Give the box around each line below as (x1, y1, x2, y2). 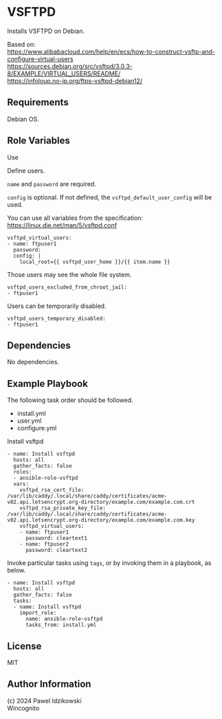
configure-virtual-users (7, 54, 74, 63)
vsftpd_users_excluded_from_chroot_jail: (7, 283, 128, 291)
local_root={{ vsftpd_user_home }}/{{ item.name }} (19, 258, 170, 265)
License (7, 640, 42, 652)
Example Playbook (7, 377, 88, 389)
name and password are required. (7, 179, 96, 188)
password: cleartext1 (25, 535, 88, 542)
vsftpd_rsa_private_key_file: (19, 505, 107, 512)
